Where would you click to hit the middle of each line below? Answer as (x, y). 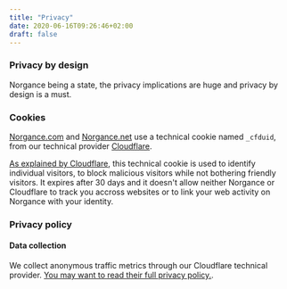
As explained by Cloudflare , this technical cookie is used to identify (132, 163)
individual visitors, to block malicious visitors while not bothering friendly (143, 173)
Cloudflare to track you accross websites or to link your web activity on (140, 192)
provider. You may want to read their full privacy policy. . (111, 275)
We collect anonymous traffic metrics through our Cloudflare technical (139, 266)
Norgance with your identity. (61, 201)
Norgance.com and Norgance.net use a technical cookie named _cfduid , (143, 136)
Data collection (38, 245)
